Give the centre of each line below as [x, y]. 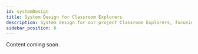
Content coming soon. [33, 45]
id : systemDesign [27, 11]
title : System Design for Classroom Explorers [64, 17]
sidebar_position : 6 [32, 28]
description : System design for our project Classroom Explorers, [89, 22]
